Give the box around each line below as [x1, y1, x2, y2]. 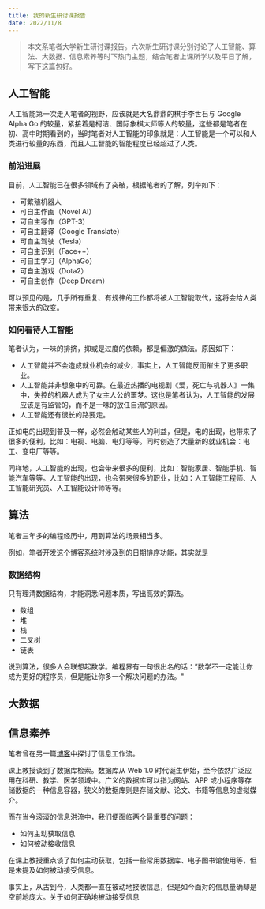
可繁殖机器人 [19, 197, 62, 206]
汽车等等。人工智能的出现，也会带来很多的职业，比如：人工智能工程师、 [14, 473, 250, 482]
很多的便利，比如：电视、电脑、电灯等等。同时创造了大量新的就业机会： [8, 436, 243, 446]
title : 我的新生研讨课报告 [8, 11, 87, 20]
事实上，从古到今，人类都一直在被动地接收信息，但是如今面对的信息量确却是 [8, 882, 257, 892]
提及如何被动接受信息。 [21, 866, 99, 875]
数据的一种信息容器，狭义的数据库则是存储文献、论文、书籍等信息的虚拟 [14, 786, 250, 795]
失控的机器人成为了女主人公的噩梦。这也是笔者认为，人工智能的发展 [33, 390, 255, 399]
